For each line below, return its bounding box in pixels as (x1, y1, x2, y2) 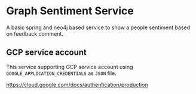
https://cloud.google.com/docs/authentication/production (6, 81, 148, 88)
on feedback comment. (6, 30, 64, 37)
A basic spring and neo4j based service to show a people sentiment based (6, 24, 190, 31)
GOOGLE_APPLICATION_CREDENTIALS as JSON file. (6, 70, 117, 77)
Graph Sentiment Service (6, 4, 134, 18)
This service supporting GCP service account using (6, 63, 133, 70)
